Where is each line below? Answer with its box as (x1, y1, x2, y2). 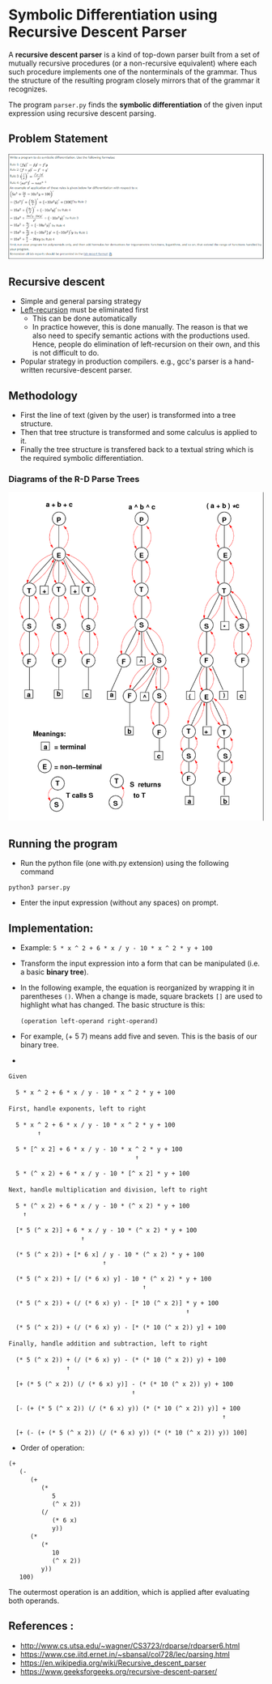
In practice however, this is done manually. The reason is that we (32, 322, 249, 332)
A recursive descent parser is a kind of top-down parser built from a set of (8, 49, 261, 59)
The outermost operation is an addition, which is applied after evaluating (8, 1588, 250, 1597)
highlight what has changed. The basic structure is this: (19, 1000, 206, 1010)
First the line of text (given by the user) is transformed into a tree (19, 410, 236, 420)
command (19, 867, 54, 876)
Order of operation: (19, 1443, 85, 1453)
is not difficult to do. (32, 348, 100, 358)
